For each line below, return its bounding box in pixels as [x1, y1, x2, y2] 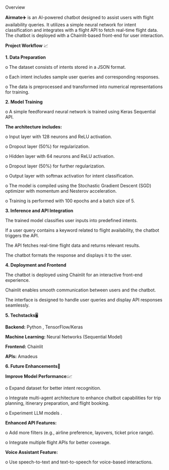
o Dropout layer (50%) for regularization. [5, 144, 90, 149]
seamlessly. [5, 302, 30, 308]
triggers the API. [5, 233, 39, 238]
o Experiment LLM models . [5, 410, 62, 416]
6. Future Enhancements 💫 [5, 363, 61, 369]
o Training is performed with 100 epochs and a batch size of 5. [5, 198, 135, 204]
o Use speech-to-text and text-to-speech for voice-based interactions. [5, 459, 153, 465]
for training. [5, 89, 30, 95]
